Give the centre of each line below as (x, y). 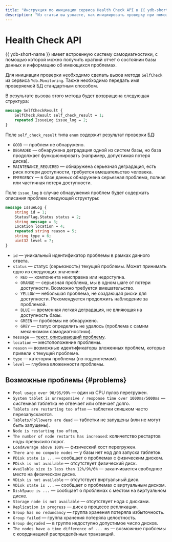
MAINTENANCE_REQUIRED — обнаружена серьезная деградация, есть (84, 166)
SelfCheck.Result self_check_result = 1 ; (59, 116)
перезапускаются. (33, 414)
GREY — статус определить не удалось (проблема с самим (84, 326)
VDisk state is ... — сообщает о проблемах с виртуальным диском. (89, 485)
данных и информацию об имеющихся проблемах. (61, 65)
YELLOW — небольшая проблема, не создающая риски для (83, 293)
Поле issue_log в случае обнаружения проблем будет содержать (77, 192)
